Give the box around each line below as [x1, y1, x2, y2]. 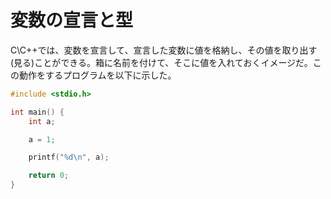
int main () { [10, 107, 65, 117]
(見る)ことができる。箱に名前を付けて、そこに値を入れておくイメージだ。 [10, 56, 313, 68]
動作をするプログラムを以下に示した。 [18, 69, 177, 81]
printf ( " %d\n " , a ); [28, 152, 110, 163]
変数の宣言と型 [10, 9, 134, 32]
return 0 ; [28, 171, 70, 181]
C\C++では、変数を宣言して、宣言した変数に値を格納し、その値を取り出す [10, 44, 318, 56]
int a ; [28, 116, 56, 126]
